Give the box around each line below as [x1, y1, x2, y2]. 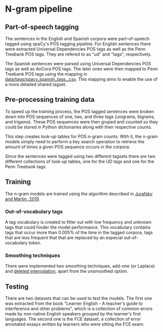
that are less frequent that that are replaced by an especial [5, 234, 123, 240]
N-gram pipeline [5, 3, 73, 15]
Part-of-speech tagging [5, 23, 79, 31]
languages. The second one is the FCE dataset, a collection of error [5, 316, 141, 322]
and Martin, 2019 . [5, 196, 41, 202]
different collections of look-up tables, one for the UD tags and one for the [5, 158, 155, 164]
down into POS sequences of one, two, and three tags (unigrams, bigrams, [5, 114, 155, 119]
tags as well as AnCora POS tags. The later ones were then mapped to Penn [5, 66, 158, 72]
